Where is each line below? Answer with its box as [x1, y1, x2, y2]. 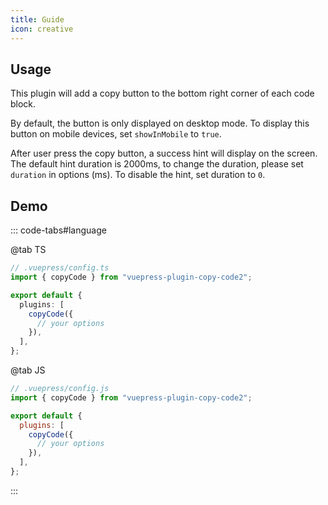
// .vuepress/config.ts [10, 263, 110, 273]
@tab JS [10, 364, 46, 376]
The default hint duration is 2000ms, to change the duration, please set [10, 158, 304, 170]
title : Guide [10, 14, 65, 25]
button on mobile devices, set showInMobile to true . [10, 128, 222, 140]
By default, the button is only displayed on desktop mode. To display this [10, 117, 310, 130]
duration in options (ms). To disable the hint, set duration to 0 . [10, 169, 266, 181]
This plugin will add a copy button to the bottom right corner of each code [10, 87, 315, 100]
